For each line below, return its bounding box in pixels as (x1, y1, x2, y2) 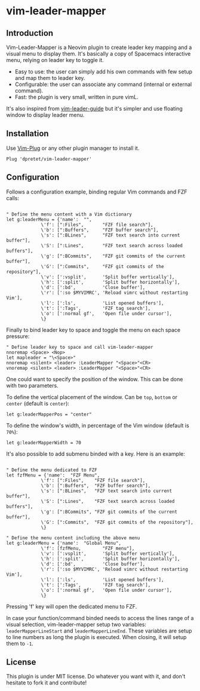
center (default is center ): (6, 400, 70, 407)
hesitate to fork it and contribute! (6, 679, 87, 686)
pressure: (6, 333, 30, 340)
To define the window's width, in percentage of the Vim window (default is (6, 422, 189, 429)
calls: (6, 194, 20, 201)
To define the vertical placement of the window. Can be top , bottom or (6, 393, 178, 401)
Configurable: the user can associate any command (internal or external (14, 81, 192, 88)
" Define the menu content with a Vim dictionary (6, 211, 133, 217)
